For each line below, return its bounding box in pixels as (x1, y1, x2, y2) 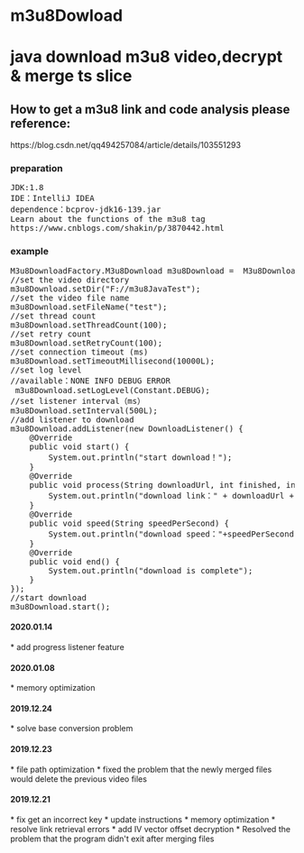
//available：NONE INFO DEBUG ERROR (10, 375, 170, 386)
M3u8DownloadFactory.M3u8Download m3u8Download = (10, 265, 235, 276)
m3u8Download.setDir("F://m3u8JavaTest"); (10, 283, 201, 294)
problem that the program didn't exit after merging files (10, 833, 215, 844)
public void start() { (29, 441, 130, 452)
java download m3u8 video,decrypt (10, 47, 283, 68)
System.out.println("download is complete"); (48, 565, 253, 575)
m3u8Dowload (10, 5, 124, 26)
